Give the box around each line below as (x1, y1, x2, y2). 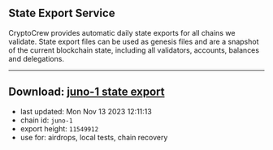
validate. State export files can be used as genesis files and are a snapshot (8, 36, 259, 46)
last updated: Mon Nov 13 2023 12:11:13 (19, 106, 152, 116)
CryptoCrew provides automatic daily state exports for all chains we (8, 28, 236, 37)
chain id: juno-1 (19, 115, 73, 125)
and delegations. (8, 54, 65, 63)
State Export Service (8, 6, 115, 20)
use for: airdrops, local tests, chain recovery (19, 132, 168, 142)
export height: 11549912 (19, 123, 99, 133)
